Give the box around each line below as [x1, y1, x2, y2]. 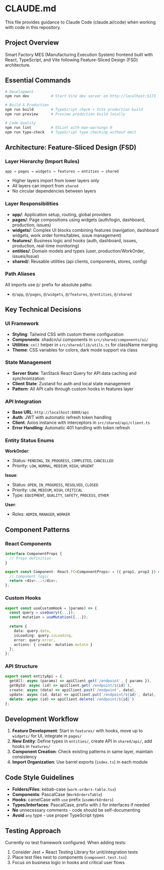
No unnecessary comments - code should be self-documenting [12, 807, 141, 813]
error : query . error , [14, 638, 56, 643]
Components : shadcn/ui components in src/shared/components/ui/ [12, 336, 149, 342]
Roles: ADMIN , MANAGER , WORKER [12, 511, 70, 517]
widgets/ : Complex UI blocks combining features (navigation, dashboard [12, 227, 159, 233]
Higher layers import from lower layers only [12, 177, 100, 184]
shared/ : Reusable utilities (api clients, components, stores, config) [12, 258, 147, 264]
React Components [5, 540, 52, 547]
